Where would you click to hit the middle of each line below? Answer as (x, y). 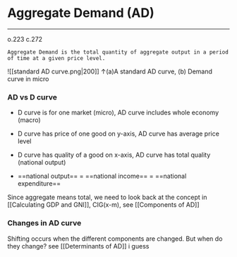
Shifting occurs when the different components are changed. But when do (115, 239)
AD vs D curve (32, 97)
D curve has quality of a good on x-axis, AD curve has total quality (114, 155)
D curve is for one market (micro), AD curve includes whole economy (118, 113)
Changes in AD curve (44, 223)
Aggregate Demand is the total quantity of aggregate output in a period (118, 52)
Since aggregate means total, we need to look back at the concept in (107, 197)
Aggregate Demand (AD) (81, 13)
